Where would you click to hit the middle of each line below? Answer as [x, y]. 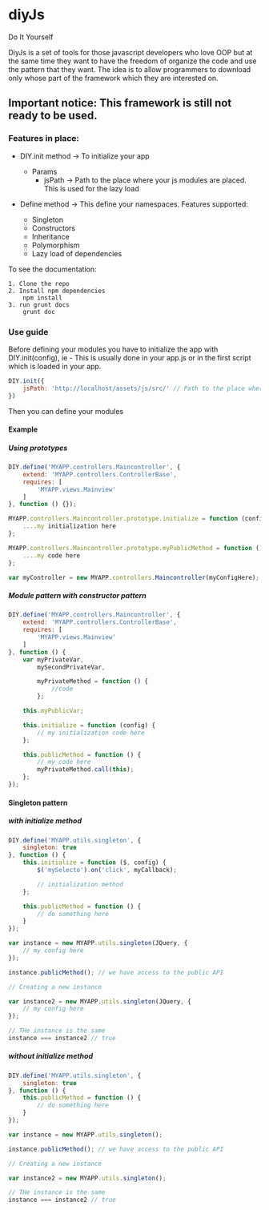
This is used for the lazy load [91, 188]
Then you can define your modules [66, 411]
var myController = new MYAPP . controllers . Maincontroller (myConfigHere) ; [134, 577]
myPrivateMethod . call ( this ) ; [86, 770]
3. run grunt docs [39, 305]
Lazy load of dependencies [77, 253]
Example [23, 429]
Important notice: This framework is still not [120, 103]
